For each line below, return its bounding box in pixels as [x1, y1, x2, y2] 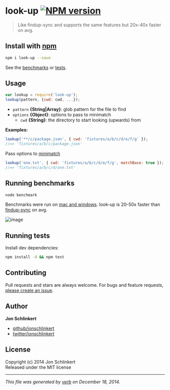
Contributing [5, 269, 47, 277]
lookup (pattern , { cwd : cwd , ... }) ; [5, 97, 80, 102]
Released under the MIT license [5, 364, 72, 370]
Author [5, 302, 28, 311]
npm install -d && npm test [5, 254, 65, 260]
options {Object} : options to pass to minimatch [12, 112, 111, 118]
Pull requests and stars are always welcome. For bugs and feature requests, [5, 282, 163, 288]
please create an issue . [5, 287, 54, 293]
